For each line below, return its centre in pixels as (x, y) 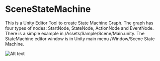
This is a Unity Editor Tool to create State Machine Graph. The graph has (79, 23)
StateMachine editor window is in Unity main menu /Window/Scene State (80, 39)
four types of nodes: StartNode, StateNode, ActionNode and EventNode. (80, 28)
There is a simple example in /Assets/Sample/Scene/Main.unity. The (75, 33)
